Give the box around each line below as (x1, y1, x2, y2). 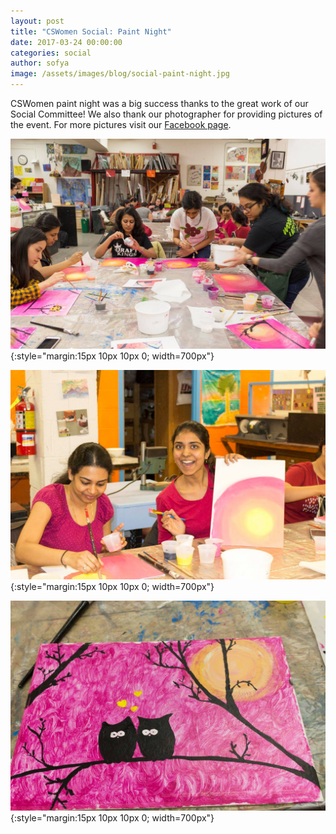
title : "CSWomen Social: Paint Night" (10, 26, 172, 37)
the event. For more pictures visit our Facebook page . (10, 119, 232, 130)
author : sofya (10, 58, 70, 69)
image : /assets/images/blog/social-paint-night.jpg (10, 69, 230, 79)
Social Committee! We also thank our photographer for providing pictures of (10, 108, 323, 120)
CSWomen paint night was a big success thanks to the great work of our (10, 98, 309, 109)
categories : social (10, 48, 92, 58)
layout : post (10, 16, 65, 26)
